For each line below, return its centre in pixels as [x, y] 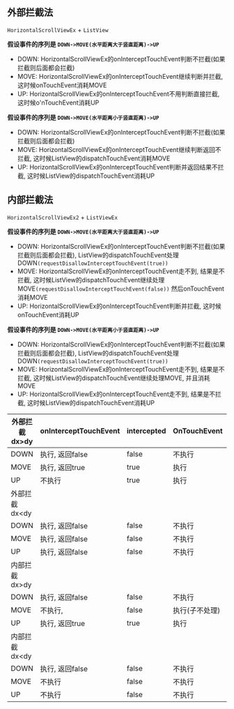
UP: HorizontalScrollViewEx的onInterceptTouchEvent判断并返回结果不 [117, 167]
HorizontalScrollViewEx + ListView [58, 29]
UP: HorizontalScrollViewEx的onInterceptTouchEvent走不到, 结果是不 [116, 394]
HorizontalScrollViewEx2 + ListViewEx [63, 217]
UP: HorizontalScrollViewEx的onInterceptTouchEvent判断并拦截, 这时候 [119, 306]
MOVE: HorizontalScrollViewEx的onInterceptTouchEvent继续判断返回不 [119, 149]
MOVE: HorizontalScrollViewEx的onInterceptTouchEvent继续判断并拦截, [120, 76]
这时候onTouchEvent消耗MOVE [62, 85]
